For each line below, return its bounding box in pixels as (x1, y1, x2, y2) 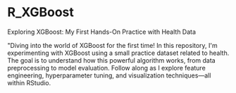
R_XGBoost (7, 4, 74, 20)
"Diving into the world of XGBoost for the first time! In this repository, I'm (7, 41, 218, 49)
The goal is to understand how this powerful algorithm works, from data (7, 56, 216, 64)
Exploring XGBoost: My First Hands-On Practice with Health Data (7, 27, 196, 36)
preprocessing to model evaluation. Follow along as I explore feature (7, 63, 206, 72)
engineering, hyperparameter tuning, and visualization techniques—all (7, 71, 211, 80)
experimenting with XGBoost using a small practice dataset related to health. (7, 49, 230, 57)
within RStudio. (7, 78, 51, 87)
